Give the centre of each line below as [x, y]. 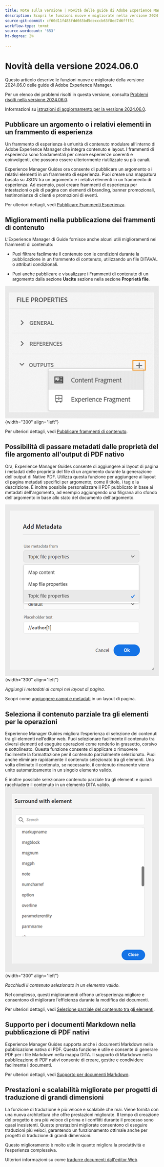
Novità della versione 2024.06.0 [72, 66]
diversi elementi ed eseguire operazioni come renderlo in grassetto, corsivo [81, 744]
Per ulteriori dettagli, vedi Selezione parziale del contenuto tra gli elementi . [80, 1009]
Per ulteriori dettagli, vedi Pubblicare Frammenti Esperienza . [65, 204]
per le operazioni [31, 722]
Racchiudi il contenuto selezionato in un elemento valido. [62, 985]
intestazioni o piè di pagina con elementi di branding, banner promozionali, [80, 190]
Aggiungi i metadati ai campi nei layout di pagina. [55, 689]
